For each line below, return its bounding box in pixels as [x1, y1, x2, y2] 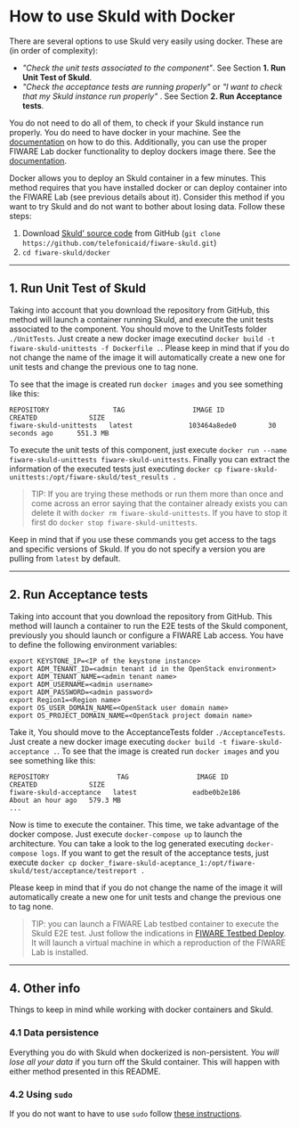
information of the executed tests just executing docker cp [9, 463, 222, 474]
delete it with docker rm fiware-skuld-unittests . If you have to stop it [30, 507, 287, 518]
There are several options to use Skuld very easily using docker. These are [9, 36, 283, 46]
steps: [9, 210, 32, 221]
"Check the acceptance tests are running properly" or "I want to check [21, 81, 283, 92]
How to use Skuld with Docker [9, 6, 236, 27]
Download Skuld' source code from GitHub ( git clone [21, 227, 221, 238]
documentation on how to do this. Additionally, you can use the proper [9, 136, 267, 147]
